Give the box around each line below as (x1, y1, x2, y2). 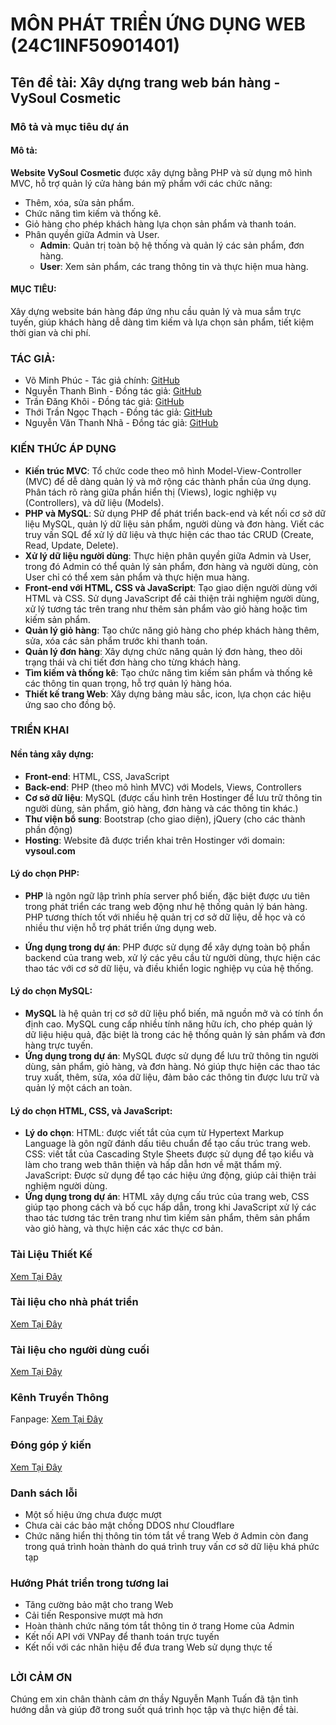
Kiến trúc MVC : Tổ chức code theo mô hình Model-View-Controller (24, 464, 302, 477)
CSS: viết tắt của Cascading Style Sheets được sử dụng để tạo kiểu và (24, 1148, 315, 1160)
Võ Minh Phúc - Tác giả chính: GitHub (24, 374, 180, 387)
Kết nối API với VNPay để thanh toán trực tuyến (24, 1631, 220, 1643)
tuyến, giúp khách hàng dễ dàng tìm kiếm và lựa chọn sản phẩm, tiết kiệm (10, 316, 315, 328)
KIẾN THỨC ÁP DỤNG (10, 442, 117, 456)
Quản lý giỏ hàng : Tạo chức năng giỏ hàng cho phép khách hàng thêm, (24, 624, 320, 636)
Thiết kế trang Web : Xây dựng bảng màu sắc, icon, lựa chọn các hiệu (24, 688, 312, 700)
